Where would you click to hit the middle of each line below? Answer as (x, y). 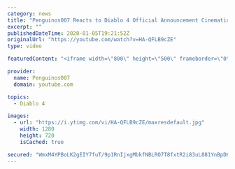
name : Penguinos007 (42, 78)
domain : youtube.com (43, 84)
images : (19, 116)
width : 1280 (37, 129)
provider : (22, 71)
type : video (24, 46)
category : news (29, 14)
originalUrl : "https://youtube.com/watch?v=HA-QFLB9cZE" (92, 40)
